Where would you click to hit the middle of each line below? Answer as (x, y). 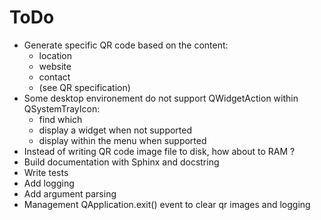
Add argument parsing (70, 193)
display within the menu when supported (122, 140)
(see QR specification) (84, 87)
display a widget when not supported (115, 130)
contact (54, 77)
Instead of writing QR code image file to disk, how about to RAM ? (159, 151)
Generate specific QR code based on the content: (126, 45)
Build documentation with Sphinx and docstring (121, 162)
